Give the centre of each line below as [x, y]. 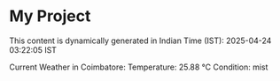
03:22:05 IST [33, 49]
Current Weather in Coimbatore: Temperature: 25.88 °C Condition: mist [139, 67]
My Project [50, 16]
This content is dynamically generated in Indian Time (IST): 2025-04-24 [140, 40]
